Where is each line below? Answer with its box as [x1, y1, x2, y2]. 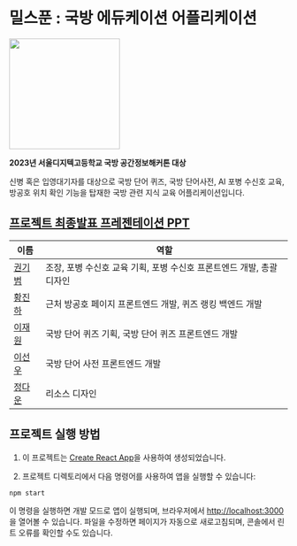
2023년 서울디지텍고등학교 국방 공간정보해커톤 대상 [9, 157, 187, 168]
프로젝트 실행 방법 [9, 427, 101, 442]
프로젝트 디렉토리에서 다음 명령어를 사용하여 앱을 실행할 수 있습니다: [21, 471, 256, 481]
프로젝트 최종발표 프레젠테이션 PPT [9, 216, 190, 231]
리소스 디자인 [45, 387, 97, 399]
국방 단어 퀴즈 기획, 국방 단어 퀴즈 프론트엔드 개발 [45, 327, 239, 340]
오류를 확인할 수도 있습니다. [18, 527, 113, 538]
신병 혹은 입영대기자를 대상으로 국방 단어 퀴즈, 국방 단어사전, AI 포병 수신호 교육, [9, 176, 285, 187]
